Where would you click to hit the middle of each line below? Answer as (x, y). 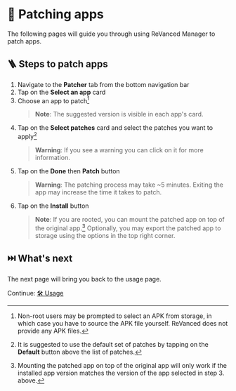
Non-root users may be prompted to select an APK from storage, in (114, 316)
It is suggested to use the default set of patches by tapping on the (113, 344)
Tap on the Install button (53, 206)
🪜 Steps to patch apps (58, 64)
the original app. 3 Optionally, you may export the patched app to (128, 227)
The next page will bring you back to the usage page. (84, 279)
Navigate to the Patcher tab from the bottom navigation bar (103, 84)
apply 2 (27, 136)
